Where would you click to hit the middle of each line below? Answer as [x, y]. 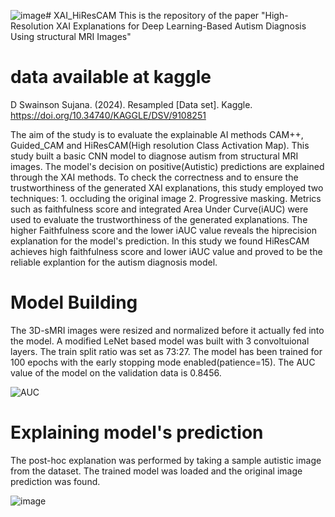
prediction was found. [55, 481]
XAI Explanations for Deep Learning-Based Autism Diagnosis [181, 26]
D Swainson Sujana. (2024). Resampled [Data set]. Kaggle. [131, 104]
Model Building [74, 302]
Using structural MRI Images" [71, 36]
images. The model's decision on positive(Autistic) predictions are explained [167, 166]
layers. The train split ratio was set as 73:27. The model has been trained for [166, 351]
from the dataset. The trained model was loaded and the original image [156, 471]
